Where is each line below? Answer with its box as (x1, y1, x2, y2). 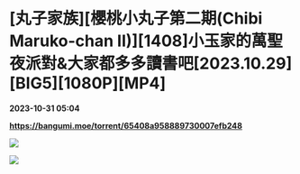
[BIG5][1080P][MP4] (9, 73, 167, 94)
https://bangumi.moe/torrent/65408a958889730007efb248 (9, 120, 243, 131)
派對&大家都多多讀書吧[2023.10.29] (25, 53, 293, 74)
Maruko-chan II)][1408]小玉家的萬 (9, 31, 268, 51)
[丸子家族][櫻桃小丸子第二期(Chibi (9, 8, 263, 29)
